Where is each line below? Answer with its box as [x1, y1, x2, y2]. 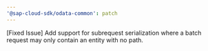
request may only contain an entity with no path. [6, 35, 144, 44]
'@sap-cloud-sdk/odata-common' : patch [6, 10, 118, 17]
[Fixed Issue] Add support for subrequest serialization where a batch [6, 29, 202, 37]
